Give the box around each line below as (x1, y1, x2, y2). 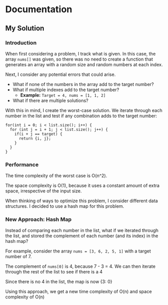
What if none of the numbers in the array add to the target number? (12, 81, 154, 87)
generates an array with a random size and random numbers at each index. (5, 61, 163, 67)
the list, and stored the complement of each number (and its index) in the (5, 233, 159, 239)
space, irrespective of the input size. (5, 188, 82, 194)
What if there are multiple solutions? (12, 97, 89, 103)
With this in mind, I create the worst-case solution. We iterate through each (5, 107, 163, 113)
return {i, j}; (18, 136, 51, 141)
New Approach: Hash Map (5, 216, 72, 223)
